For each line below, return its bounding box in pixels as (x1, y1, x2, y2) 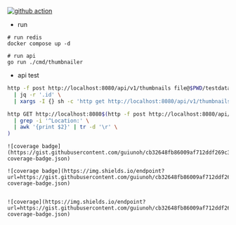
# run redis (7, 34, 42, 41)
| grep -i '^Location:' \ (13, 117, 90, 124)
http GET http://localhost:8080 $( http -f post (7, 110, 146, 118)
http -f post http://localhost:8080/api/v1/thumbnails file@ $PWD (7, 85, 202, 92)
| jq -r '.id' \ (13, 91, 61, 98)
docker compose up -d (7, 40, 71, 47)
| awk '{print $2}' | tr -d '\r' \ (13, 123, 118, 130)
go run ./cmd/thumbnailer (7, 59, 83, 66)
